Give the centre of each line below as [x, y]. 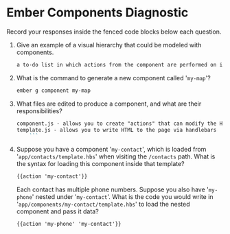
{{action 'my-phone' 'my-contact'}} [69, 224]
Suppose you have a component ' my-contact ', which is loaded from [111, 150]
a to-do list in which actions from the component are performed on [116, 65]
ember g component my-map [53, 91]
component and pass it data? [57, 211]
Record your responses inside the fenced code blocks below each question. [114, 32]
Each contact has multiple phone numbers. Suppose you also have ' [112, 189]
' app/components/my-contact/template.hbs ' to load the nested [103, 204]
